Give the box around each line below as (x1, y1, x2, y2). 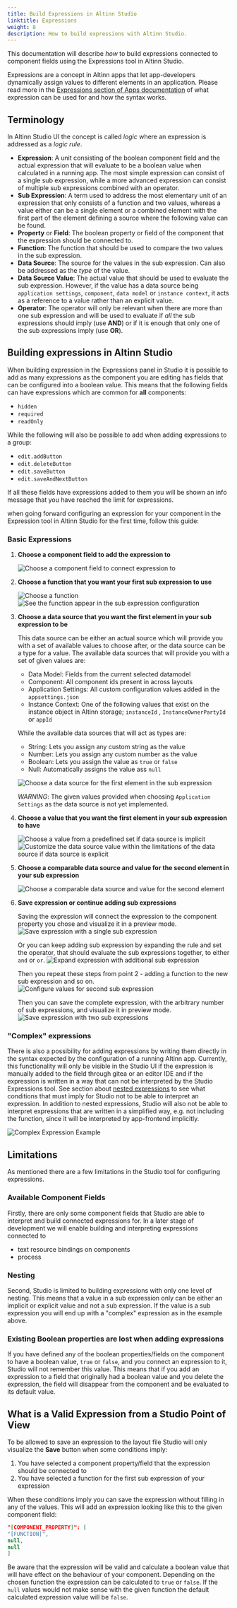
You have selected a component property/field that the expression (17, 1459, 210, 1467)
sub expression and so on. (17, 977, 95, 986)
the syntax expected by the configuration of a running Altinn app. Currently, (7, 1055, 227, 1063)
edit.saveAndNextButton (17, 475, 88, 483)
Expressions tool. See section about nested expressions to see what (7, 1084, 206, 1093)
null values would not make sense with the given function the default (7, 1585, 209, 1594)
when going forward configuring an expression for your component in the (7, 509, 221, 517)
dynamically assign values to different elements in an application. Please (7, 78, 219, 87)
